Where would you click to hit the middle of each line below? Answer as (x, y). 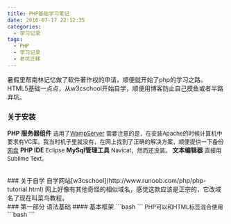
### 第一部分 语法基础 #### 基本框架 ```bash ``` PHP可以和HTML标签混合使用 (115, 207)
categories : (24, 26)
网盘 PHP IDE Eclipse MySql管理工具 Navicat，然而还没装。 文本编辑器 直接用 (114, 150)
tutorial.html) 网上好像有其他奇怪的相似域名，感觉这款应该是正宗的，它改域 (114, 189)
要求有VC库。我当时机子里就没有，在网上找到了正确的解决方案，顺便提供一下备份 (115, 142)
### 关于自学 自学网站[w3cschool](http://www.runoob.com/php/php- (107, 181)
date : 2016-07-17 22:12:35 (46, 20)
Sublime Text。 (27, 159)
